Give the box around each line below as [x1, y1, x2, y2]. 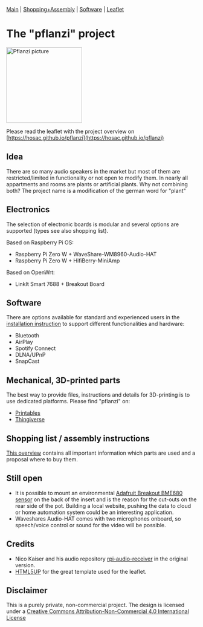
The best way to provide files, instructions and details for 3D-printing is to [6, 391, 190, 398]
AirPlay [14, 339, 33, 346]
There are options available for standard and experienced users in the [6, 314, 180, 321]
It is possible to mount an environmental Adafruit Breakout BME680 [14, 489, 183, 496]
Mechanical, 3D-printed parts [6, 375, 121, 385]
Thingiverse [14, 416, 45, 423]
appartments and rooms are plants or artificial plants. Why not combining [6, 180, 188, 187]
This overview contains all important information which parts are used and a [6, 449, 196, 456]
